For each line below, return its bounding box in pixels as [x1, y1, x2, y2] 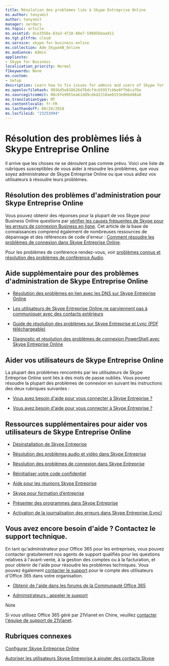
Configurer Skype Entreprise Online [5, 645, 79, 651]
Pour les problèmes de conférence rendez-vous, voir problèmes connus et [5, 249, 161, 255]
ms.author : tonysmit [5, 12, 49, 17]
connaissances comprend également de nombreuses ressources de [5, 228, 147, 234]
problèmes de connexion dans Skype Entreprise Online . [5, 239, 121, 245]
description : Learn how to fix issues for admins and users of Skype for [5, 82, 164, 88]
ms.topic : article [5, 26, 44, 31]
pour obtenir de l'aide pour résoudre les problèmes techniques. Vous [5, 562, 149, 568]
